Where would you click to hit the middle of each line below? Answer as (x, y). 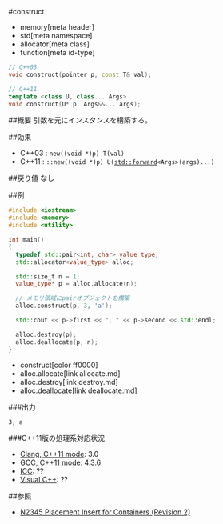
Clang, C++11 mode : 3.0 (59, 454)
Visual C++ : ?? (44, 479)
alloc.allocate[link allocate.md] (70, 373)
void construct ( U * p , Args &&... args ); (75, 104)
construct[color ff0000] (59, 365)
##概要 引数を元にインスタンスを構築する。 (80, 120)
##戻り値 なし (31, 178)
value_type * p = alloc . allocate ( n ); (76, 284)
